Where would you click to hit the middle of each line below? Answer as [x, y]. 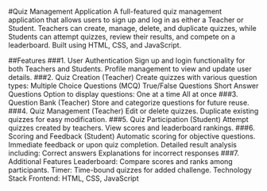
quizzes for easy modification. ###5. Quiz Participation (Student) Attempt [128, 119]
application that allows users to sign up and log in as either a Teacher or [126, 20]
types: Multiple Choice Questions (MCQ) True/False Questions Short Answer [133, 86]
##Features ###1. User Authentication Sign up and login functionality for [127, 60]
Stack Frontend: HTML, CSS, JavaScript [74, 178]
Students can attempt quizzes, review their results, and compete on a [122, 36]
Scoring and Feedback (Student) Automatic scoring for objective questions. [132, 136]
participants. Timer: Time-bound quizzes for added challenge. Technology [130, 170]
